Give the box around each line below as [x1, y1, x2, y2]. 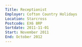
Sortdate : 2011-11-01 [5, 25, 49, 30]
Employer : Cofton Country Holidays [5, 12, 78, 17]
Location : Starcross [5, 16, 47, 21]
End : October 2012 [5, 35, 42, 40]
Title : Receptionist [5, 7, 47, 12]
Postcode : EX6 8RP [5, 21, 42, 26]
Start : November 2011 [5, 30, 49, 35]
